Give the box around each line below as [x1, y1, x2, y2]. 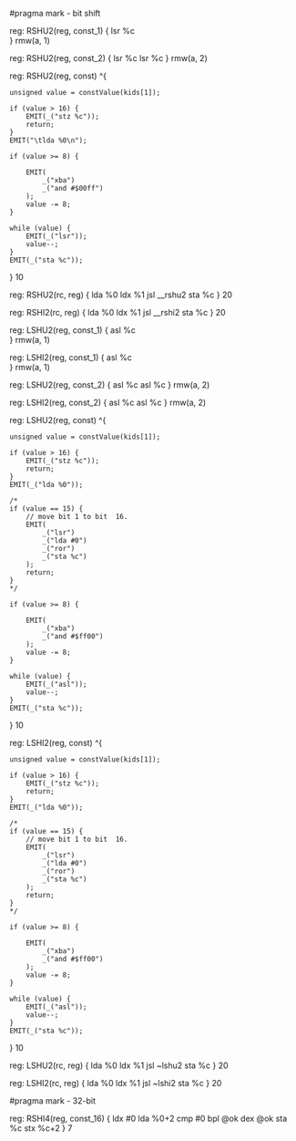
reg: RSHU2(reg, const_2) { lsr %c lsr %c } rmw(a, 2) [9, 53, 208, 63]
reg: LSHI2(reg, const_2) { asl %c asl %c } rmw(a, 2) [9, 397, 207, 408]
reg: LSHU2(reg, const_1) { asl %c [9, 325, 137, 336]
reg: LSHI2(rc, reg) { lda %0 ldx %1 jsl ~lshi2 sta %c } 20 [9, 1078, 222, 1088]
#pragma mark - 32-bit [9, 1095, 96, 1106]
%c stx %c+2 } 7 [9, 1123, 73, 1134]
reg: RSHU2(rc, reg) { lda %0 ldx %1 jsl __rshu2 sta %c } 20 [9, 289, 232, 300]
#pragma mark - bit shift [9, 8, 101, 18]
